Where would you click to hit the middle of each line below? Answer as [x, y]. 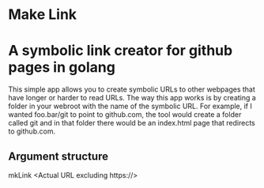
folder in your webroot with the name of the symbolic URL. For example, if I [130, 106]
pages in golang [62, 68]
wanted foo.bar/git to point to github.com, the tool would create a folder [125, 115]
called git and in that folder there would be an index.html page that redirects [132, 123]
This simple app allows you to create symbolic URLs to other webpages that [132, 89]
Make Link [43, 15]
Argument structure [58, 156]
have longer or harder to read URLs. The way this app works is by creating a [132, 98]
